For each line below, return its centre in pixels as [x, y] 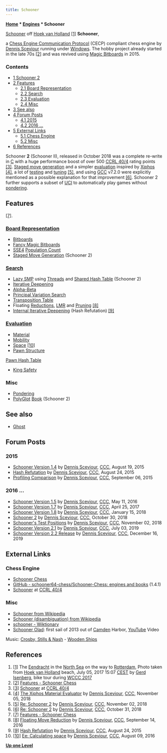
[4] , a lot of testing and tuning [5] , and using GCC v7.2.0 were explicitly [78, 172]
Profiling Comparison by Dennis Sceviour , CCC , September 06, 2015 [83, 478]
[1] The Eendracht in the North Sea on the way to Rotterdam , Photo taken [87, 667]
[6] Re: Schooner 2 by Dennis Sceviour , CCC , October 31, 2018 [77, 709]
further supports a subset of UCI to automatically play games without [76, 182]
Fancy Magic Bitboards [36, 245]
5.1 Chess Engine [38, 136]
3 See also [24, 109]
